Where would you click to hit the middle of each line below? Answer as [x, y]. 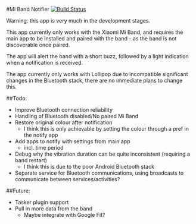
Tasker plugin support [42, 202]
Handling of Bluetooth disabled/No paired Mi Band [77, 116]
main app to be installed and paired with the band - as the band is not [91, 38]
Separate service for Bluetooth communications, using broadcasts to [99, 173]
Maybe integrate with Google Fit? [64, 215]
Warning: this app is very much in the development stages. [78, 20]
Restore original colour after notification [63, 122]
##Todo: [17, 98]
